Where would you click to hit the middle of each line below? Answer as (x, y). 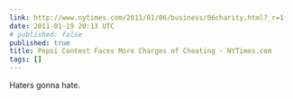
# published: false (46, 34)
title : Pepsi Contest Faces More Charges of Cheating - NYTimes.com (141, 51)
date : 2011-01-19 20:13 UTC (62, 26)
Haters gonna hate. (45, 85)
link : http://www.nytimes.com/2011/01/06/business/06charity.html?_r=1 (146, 18)
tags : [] (26, 59)
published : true (40, 43)
